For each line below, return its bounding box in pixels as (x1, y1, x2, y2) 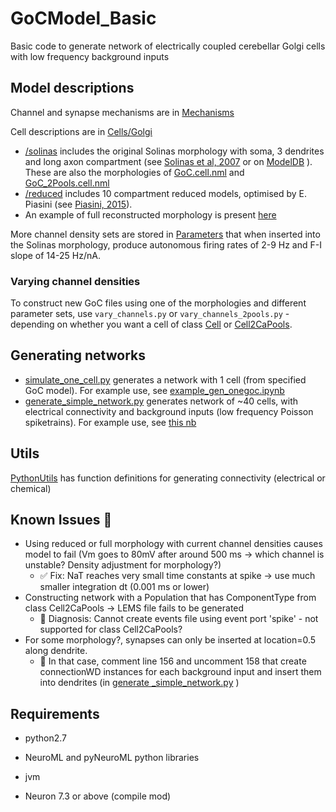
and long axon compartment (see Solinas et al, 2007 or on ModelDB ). (24, 155, 313, 167)
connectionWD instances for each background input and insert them (39, 666, 322, 678)
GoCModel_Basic (10, 7, 157, 30)
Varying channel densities (10, 274, 141, 288)
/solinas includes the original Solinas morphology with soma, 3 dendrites (24, 145, 325, 157)
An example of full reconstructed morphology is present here (24, 208, 277, 221)
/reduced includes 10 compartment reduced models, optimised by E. (24, 187, 307, 199)
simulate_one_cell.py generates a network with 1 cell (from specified (24, 373, 307, 386)
